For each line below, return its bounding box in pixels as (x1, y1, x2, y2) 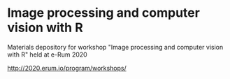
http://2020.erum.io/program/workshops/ (7, 64, 127, 72)
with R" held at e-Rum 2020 (7, 50, 87, 59)
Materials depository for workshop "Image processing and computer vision (7, 43, 224, 51)
